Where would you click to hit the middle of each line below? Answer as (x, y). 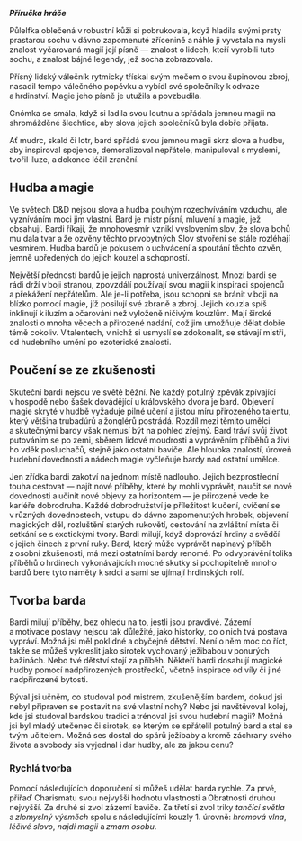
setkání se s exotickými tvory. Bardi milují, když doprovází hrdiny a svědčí (145, 534)
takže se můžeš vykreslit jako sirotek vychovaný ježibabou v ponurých (139, 651)
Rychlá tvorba (40, 768)
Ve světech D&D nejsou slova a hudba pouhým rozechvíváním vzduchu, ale (148, 209)
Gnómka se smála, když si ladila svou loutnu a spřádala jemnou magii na (142, 113)
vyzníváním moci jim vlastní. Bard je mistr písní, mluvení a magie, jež (135, 219)
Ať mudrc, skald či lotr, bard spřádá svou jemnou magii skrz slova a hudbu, (147, 140)
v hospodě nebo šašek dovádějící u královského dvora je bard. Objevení (142, 401)
